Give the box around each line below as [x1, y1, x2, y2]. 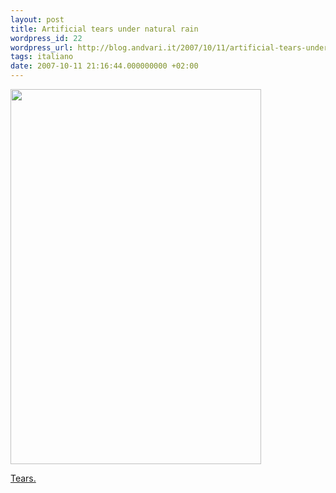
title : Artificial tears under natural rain [10, 24, 199, 34]
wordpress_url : [10, 42, 74, 53]
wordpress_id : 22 [10, 33, 83, 43]
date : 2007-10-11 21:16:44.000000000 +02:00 [10, 61, 199, 71]
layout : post [10, 14, 65, 25]
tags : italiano [10, 52, 74, 62]
